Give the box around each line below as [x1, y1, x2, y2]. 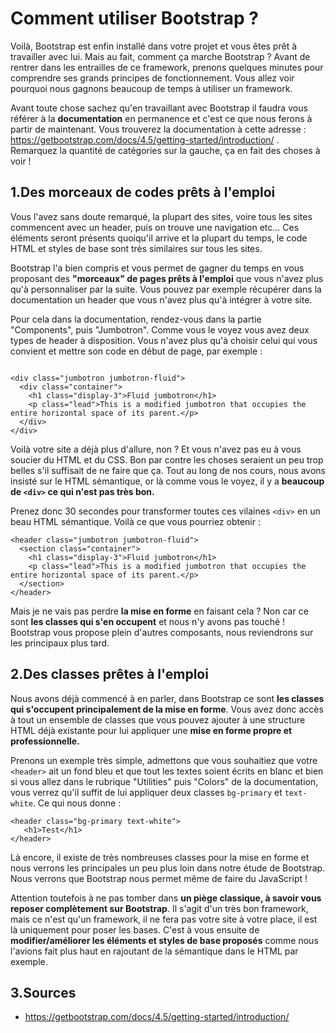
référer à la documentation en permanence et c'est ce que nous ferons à [10, 112, 313, 124]
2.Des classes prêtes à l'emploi [10, 666, 209, 683]
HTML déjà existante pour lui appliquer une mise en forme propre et [10, 724, 293, 736]
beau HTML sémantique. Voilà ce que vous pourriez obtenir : [10, 515, 261, 527]
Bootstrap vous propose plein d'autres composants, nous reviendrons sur [10, 626, 314, 638]
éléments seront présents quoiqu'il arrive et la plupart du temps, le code [10, 232, 308, 244]
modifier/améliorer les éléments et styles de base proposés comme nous [10, 934, 319, 946]
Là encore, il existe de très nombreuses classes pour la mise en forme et [10, 851, 310, 863]
